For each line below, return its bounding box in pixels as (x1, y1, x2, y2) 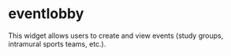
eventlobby (8, 5, 84, 23)
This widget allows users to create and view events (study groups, (8, 31, 224, 40)
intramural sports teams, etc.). (8, 39, 106, 48)
